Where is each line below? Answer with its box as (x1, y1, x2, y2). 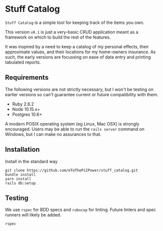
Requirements (5, 73, 49, 82)
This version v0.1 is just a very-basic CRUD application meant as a (5, 29, 139, 35)
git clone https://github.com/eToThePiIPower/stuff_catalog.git (5, 168, 138, 173)
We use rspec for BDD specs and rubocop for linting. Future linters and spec (5, 207, 156, 213)
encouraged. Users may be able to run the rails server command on (5, 126, 145, 132)
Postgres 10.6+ (12, 111, 42, 117)
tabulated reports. (5, 59, 41, 65)
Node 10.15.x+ (12, 106, 40, 112)
